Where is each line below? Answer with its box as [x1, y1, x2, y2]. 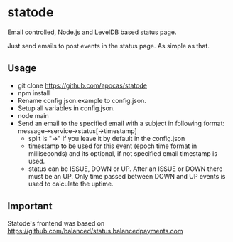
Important [7, 200, 53, 212]
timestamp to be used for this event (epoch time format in [28, 142, 197, 150]
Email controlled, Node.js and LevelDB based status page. [7, 28, 177, 36]
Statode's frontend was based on [7, 219, 105, 228]
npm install [17, 88, 50, 97]
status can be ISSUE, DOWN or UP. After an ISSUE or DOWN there [28, 164, 223, 173]
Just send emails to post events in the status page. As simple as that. [7, 41, 210, 50]
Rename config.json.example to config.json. [17, 96, 147, 105]
